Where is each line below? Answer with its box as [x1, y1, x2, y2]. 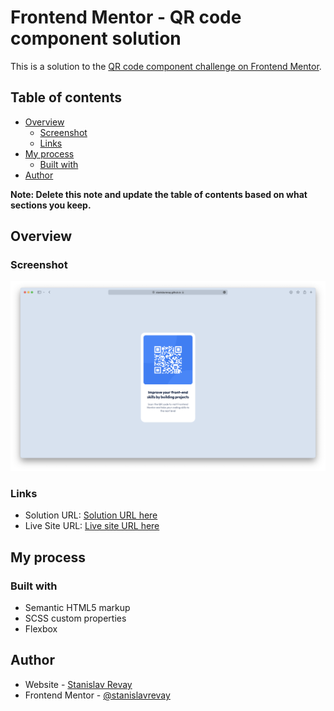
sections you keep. [10, 199, 92, 211]
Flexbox [24, 623, 58, 635]
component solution [10, 27, 182, 50]
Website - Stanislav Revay [24, 678, 133, 690]
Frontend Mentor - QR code [10, 6, 242, 29]
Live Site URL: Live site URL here [24, 520, 160, 532]
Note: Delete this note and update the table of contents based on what [10, 188, 308, 200]
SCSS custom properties [24, 612, 127, 625]
